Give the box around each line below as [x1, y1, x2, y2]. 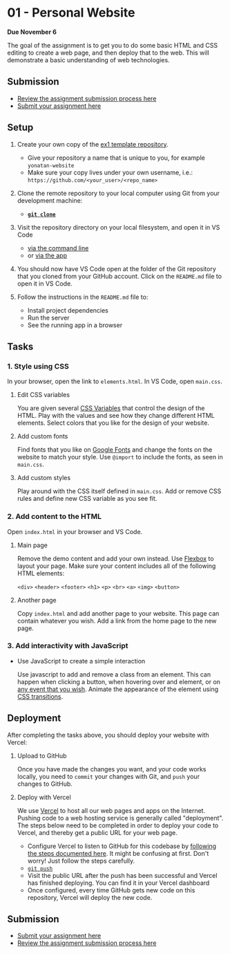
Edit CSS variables [17, 391, 70, 399]
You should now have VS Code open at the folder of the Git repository [17, 264, 216, 273]
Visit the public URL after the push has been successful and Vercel [27, 871, 218, 879]
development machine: [17, 196, 83, 205]
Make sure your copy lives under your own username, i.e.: [27, 168, 193, 176]
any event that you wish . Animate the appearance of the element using [17, 685, 219, 693]
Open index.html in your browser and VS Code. [7, 527, 143, 535]
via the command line [27, 244, 89, 252]
